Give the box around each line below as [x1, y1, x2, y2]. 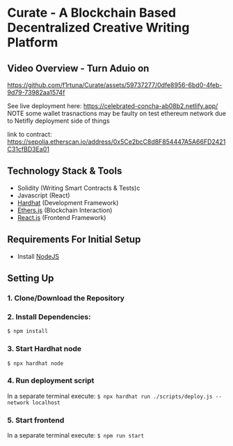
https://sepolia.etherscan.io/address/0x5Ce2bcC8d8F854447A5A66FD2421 [7, 137, 226, 146]
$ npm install [7, 328, 49, 335]
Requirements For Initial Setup [7, 234, 141, 246]
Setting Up [7, 272, 54, 284]
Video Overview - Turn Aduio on [7, 62, 150, 74]
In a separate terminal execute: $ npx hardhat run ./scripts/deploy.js [7, 392, 213, 400]
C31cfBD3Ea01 [7, 145, 50, 153]
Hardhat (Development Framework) [17, 198, 119, 207]
